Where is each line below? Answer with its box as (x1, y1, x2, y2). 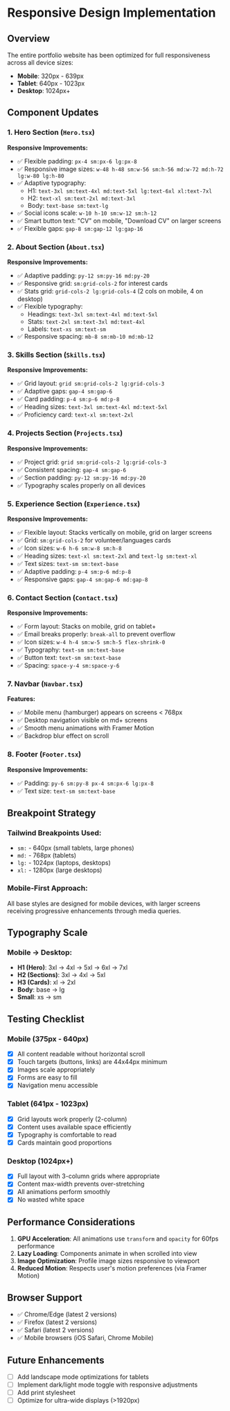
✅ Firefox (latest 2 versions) (17, 1318, 98, 1326)
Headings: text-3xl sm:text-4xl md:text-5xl (27, 309, 158, 318)
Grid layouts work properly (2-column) (17, 1115, 127, 1123)
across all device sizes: (7, 58, 74, 67)
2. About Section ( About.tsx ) (7, 242, 105, 252)
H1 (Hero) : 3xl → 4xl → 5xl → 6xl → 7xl (17, 963, 128, 971)
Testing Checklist (7, 1013, 85, 1025)
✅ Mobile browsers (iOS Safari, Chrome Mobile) (17, 1334, 154, 1342)
